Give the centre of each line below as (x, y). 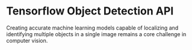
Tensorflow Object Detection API (90, 11)
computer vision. (27, 40)
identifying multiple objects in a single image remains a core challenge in (96, 34)
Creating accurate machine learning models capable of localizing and (92, 28)
